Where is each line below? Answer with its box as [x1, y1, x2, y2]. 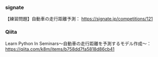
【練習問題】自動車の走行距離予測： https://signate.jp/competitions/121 [5, 16, 153, 22]
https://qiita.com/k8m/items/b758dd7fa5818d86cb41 [5, 46, 115, 52]
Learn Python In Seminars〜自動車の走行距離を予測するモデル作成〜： [5, 40, 151, 46]
